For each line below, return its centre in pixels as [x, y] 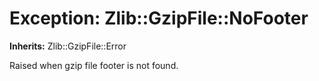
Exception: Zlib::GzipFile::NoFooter [159, 18]
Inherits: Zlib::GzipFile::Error [68, 46]
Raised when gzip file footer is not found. [94, 65]
